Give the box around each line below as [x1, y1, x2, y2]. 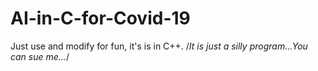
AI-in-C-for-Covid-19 [10, 7, 191, 30]
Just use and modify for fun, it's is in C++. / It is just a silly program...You [10, 40, 308, 52]
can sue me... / [10, 50, 70, 62]
